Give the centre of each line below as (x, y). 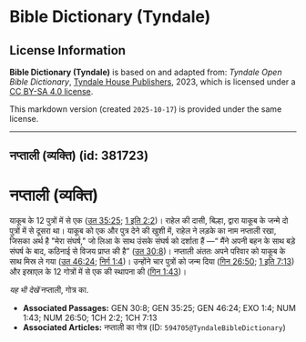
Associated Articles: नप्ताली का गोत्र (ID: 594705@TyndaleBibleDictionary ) (154, 327)
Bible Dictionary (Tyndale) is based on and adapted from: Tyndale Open (146, 72)
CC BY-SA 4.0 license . (51, 91)
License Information (67, 50)
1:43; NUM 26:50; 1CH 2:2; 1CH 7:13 (90, 318)
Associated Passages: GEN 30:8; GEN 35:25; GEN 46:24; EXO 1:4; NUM (159, 308)
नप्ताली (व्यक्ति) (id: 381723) (79, 156)
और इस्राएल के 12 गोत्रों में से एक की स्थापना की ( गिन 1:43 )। (98, 272)
